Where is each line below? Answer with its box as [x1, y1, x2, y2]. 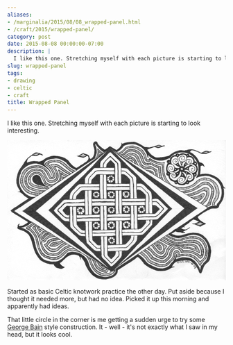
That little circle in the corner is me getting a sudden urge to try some [7, 315, 206, 323]
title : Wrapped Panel [7, 99, 70, 106]
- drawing [7, 77, 36, 84]
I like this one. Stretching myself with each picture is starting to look [7, 119, 201, 128]
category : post [7, 33, 51, 40]
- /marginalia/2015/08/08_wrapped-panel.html [7, 18, 141, 26]
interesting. [7, 126, 40, 135]
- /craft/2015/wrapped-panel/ [7, 26, 95, 33]
